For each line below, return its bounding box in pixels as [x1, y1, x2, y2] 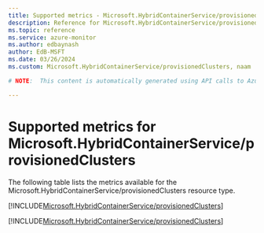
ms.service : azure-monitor [8, 33, 97, 42]
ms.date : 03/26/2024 [8, 56, 76, 64]
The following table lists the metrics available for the [8, 177, 178, 187]
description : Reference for [8, 19, 101, 27]
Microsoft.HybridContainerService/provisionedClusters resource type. [8, 186, 236, 195]
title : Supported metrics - [8, 11, 101, 20]
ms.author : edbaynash [8, 41, 79, 49]
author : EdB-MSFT [8, 48, 65, 56]
